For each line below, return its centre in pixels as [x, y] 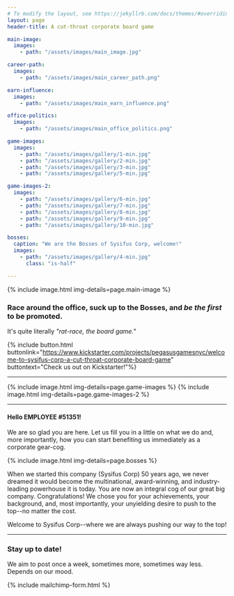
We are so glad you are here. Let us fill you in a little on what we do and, [110, 432]
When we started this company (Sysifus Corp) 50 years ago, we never [108, 474]
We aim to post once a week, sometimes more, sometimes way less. [105, 564]
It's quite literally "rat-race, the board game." [72, 331]
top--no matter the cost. [42, 511]
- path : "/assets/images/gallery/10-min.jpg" [87, 225]
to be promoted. [35, 316]
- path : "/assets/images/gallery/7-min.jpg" [85, 205]
